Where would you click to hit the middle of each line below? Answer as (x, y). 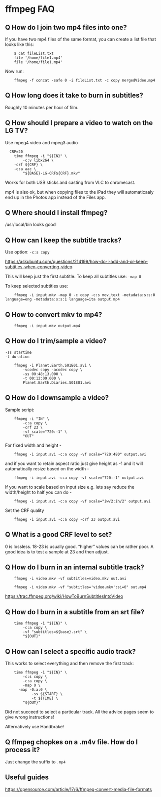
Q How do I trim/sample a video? (56, 341)
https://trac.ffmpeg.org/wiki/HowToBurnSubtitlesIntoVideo (64, 596)
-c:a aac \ (25, 169)
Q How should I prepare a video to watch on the (79, 123)
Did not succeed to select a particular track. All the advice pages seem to (80, 712)
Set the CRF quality (25, 510)
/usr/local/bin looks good (31, 225)
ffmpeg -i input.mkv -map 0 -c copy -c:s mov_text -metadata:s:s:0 (84, 295)
